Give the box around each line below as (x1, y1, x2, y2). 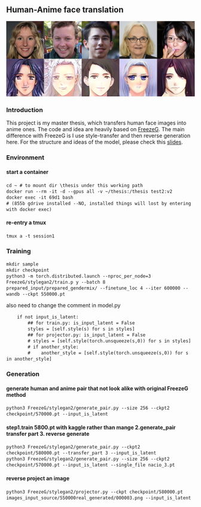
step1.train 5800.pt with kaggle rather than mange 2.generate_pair (6, 424, 176, 431)
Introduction (6, 106, 43, 114)
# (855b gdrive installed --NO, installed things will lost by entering (6, 200, 191, 206)
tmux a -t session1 (6, 233, 55, 239)
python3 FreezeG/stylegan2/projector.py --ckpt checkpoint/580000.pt (6, 488, 184, 495)
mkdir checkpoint (6, 267, 50, 273)
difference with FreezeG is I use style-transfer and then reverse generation (6, 132, 190, 140)
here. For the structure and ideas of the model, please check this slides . (6, 138, 184, 146)
